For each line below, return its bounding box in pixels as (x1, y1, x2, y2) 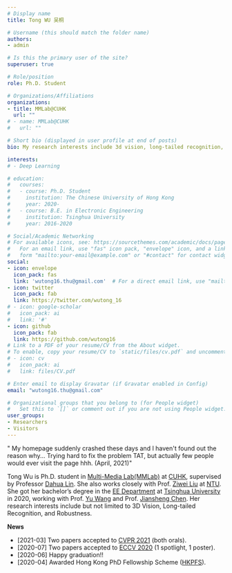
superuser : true (7, 61, 54, 68)
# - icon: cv (7, 355, 45, 362)
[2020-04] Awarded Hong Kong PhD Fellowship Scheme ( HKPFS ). (17, 558, 206, 566)
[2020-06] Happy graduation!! (17, 550, 104, 558)
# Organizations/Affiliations (7, 92, 95, 99)
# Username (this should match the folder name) (7, 29, 150, 36)
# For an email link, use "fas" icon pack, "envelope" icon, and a (7, 245, 212, 253)
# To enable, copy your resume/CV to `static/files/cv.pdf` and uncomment (7, 349, 227, 355)
